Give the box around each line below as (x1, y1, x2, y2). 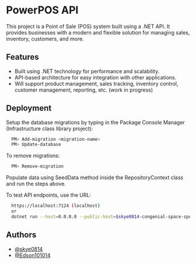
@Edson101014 (14, 252, 51, 259)
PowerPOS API (6, 4, 79, 17)
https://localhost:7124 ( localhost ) (11, 203, 100, 209)
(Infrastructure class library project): (6, 125, 93, 132)
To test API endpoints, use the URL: (6, 192, 92, 199)
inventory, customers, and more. (6, 35, 85, 42)
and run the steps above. (6, 180, 66, 187)
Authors (6, 230, 37, 240)
